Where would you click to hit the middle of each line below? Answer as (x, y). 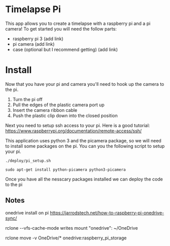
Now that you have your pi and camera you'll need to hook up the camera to (85, 84)
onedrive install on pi (27, 212)
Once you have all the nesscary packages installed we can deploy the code (84, 179)
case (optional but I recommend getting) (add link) (65, 49)
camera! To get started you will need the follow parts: (61, 28)
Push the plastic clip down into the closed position (65, 115)
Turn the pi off (27, 99)
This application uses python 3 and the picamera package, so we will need (83, 140)
